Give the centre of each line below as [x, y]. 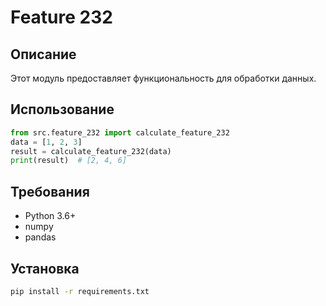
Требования [50, 191]
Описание [43, 54]
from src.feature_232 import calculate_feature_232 [120, 132]
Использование [62, 109]
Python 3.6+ [50, 216]
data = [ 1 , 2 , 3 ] [46, 142]
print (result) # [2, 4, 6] [69, 161]
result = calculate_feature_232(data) [91, 151]
